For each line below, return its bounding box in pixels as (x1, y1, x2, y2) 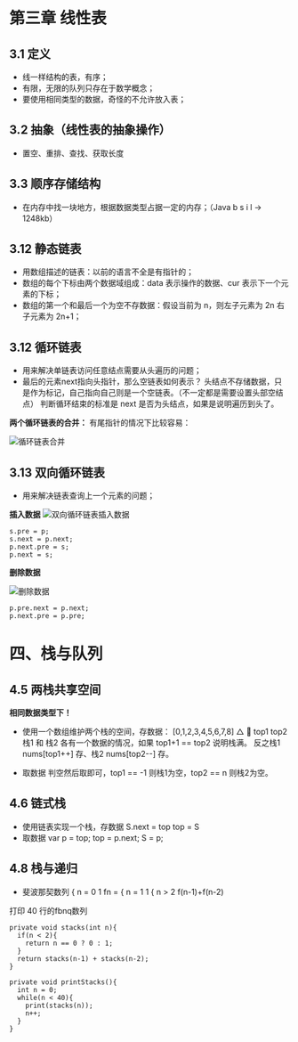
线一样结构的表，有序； (21, 72, 109, 82)
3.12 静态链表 (9, 241, 82, 256)
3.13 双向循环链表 (9, 465, 105, 480)
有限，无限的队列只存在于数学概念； (21, 83, 156, 94)
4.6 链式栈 (9, 796, 67, 811)
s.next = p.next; (9, 535, 74, 544)
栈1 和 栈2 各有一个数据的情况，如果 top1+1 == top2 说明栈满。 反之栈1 (21, 737, 281, 748)
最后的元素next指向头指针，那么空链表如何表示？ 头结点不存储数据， (21, 376, 275, 387)
